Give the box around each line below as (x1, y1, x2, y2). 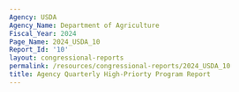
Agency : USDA (9, 12, 57, 22)
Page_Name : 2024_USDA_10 (9, 37, 101, 46)
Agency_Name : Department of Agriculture (9, 21, 161, 30)
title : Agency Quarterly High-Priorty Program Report (9, 70, 212, 79)
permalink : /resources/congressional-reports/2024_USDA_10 (9, 62, 231, 71)
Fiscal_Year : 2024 (9, 29, 77, 38)
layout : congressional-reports (9, 53, 124, 62)
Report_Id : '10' (9, 46, 69, 54)
